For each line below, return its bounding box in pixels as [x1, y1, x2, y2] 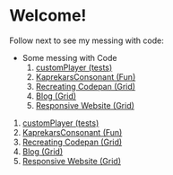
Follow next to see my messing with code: [9, 35, 164, 46]
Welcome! [9, 5, 87, 26]
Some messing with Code [22, 52, 117, 63]
